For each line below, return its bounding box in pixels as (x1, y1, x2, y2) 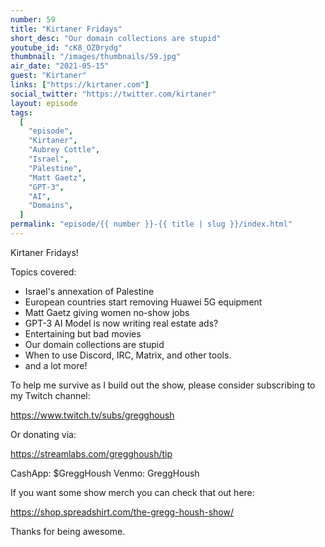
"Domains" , (28, 201, 74, 211)
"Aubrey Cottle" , (28, 145, 101, 155)
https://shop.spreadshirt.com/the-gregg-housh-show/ (10, 506, 235, 518)
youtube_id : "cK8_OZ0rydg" (10, 42, 123, 53)
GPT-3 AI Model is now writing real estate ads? (24, 317, 219, 329)
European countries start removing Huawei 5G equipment (24, 296, 263, 308)
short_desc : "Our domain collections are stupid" (10, 33, 222, 43)
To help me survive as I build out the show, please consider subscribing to (10, 379, 316, 391)
